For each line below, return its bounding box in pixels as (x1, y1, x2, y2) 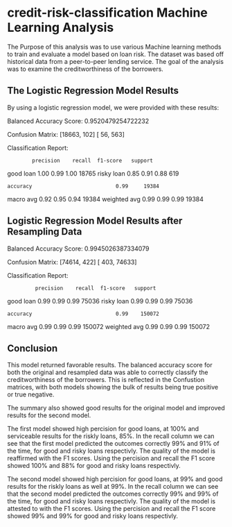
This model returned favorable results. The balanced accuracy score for (7, 361, 213, 369)
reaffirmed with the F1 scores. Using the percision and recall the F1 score (7, 454, 215, 462)
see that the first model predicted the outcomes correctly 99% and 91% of (7, 440, 220, 448)
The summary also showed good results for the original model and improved (7, 404, 225, 412)
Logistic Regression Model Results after (7, 215, 183, 227)
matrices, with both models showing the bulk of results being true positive (7, 383, 219, 392)
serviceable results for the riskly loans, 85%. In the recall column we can (7, 432, 215, 440)
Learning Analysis (7, 19, 114, 35)
